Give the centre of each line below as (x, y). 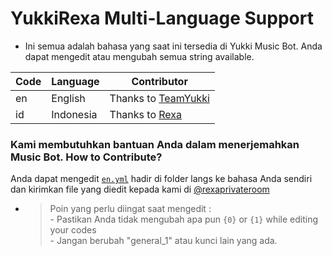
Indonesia (74, 114)
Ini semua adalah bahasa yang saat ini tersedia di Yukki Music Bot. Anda (173, 46)
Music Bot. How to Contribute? (86, 157)
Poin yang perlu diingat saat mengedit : (130, 209)
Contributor (159, 81)
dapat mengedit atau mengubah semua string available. (139, 56)
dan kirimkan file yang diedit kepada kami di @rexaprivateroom (140, 189)
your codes (73, 230)
